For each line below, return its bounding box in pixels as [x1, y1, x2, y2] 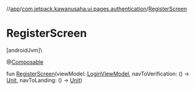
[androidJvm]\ [6, 46, 43, 54]
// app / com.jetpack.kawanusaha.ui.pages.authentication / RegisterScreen [6, 5, 188, 12]
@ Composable [6, 58, 44, 66]
